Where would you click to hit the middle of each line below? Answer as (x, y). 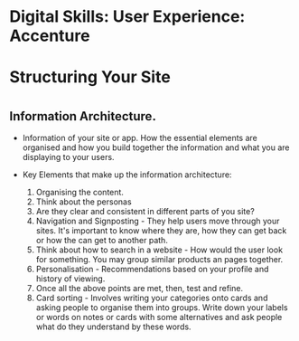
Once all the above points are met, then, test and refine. (140, 288)
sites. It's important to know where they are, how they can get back (161, 230)
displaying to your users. (68, 156)
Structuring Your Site (90, 77)
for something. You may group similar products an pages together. (159, 259)
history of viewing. (70, 279)
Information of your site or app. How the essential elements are (140, 137)
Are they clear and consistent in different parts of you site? (145, 211)
